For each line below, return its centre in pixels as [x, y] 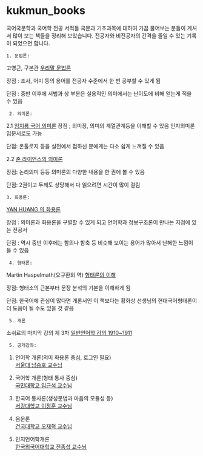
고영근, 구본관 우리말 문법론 [39, 68]
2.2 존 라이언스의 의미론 [35, 159]
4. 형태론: [21, 263]
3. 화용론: [18, 197]
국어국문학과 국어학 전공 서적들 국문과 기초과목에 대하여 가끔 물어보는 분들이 [96, 28]
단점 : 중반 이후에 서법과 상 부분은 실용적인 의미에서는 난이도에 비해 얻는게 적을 [99, 93]
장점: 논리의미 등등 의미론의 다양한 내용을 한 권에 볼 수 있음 [76, 172]
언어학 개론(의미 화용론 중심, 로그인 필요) [63, 357]
